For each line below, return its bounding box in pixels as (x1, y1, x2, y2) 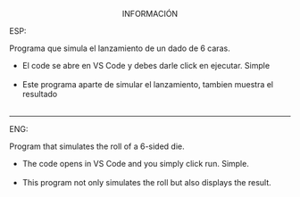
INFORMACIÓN (121, 9, 179, 19)
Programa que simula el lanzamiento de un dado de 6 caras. (9, 43, 230, 53)
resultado (21, 89, 58, 99)
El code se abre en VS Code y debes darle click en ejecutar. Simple (21, 61, 271, 70)
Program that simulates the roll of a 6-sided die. (9, 141, 185, 152)
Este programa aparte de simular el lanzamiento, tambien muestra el (21, 79, 274, 89)
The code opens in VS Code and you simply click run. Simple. (21, 159, 250, 168)
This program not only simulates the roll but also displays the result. (21, 177, 272, 187)
